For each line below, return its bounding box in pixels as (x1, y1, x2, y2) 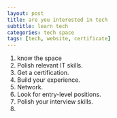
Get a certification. (16, 69, 69, 77)
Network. (16, 83, 44, 91)
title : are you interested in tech (7, 16, 108, 23)
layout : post (7, 10, 44, 17)
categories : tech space (7, 29, 75, 36)
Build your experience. (16, 76, 80, 84)
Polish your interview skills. (16, 98, 93, 106)
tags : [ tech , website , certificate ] (7, 35, 111, 42)
